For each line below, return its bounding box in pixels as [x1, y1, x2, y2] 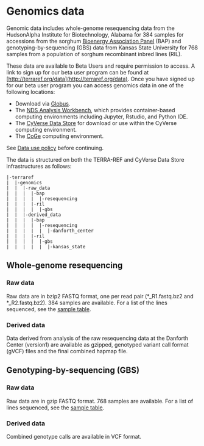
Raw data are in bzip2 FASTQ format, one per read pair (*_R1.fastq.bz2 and [6, 292, 194, 300]
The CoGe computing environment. [15, 132, 104, 140]
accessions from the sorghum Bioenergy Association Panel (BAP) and [6, 37, 181, 45]
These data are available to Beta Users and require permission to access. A [6, 62, 195, 70]
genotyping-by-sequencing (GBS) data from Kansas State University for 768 [6, 44, 199, 51]
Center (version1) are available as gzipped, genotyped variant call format [6, 340, 189, 348]
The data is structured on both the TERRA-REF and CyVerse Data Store [6, 156, 185, 163]
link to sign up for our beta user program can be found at [6, 68, 149, 76]
